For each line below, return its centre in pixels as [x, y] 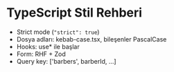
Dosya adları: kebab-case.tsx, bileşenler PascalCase [92, 39]
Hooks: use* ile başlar [48, 46]
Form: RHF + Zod [41, 54]
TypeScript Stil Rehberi [75, 13]
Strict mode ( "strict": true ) [58, 32]
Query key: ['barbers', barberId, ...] [66, 61]
